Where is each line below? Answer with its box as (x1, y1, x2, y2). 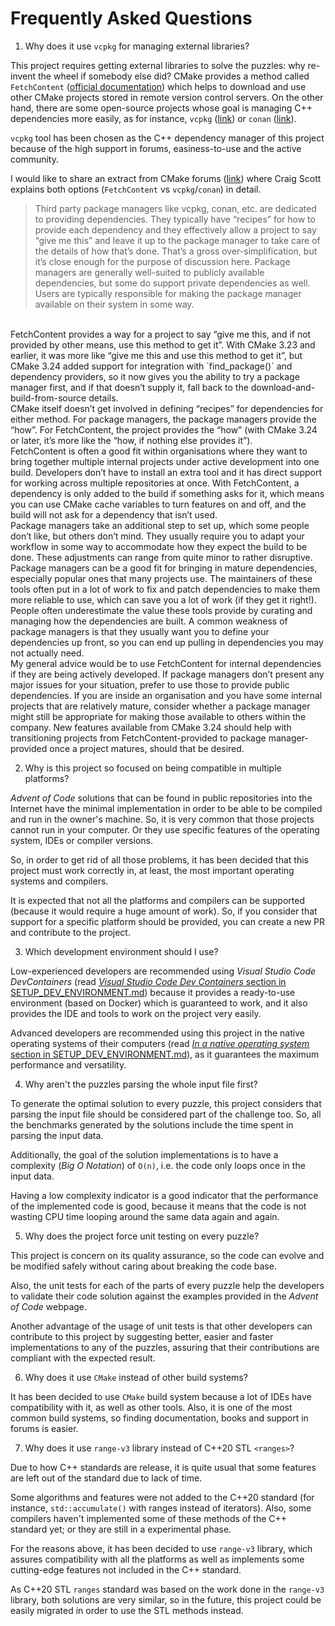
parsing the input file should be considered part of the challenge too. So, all (10, 1108, 322, 1120)
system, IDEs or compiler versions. (10, 834, 153, 846)
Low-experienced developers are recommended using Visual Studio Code (10, 965, 317, 977)
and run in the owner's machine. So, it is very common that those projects (10, 813, 315, 825)
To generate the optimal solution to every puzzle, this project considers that (10, 1097, 322, 1109)
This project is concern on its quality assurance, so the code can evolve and (10, 1249, 325, 1261)
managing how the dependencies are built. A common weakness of (10, 615, 288, 627)
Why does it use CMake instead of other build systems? (24, 1371, 248, 1383)
